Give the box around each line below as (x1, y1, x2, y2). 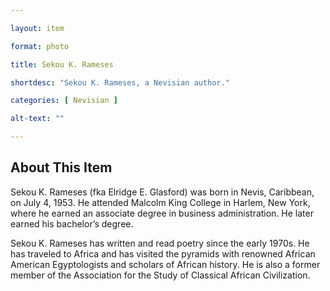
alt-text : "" (10, 114, 65, 124)
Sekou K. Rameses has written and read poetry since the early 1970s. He (10, 237, 310, 249)
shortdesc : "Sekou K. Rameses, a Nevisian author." (10, 77, 230, 88)
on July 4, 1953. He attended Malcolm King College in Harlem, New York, (10, 196, 311, 208)
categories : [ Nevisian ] (10, 96, 118, 106)
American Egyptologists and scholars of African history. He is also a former (10, 258, 321, 270)
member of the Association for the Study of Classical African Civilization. (10, 269, 311, 281)
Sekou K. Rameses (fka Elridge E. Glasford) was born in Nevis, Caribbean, (10, 186, 315, 198)
